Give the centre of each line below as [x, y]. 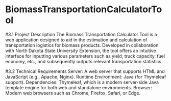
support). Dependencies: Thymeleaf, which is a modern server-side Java [82, 82]
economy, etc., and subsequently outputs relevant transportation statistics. [84, 61]
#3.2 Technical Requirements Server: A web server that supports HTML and [85, 71]
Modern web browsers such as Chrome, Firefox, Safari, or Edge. [73, 93]
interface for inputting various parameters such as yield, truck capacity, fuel [85, 56]
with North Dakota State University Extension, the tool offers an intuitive [81, 50]
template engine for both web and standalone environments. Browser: [79, 87]
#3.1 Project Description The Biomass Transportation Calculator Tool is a [81, 34]
